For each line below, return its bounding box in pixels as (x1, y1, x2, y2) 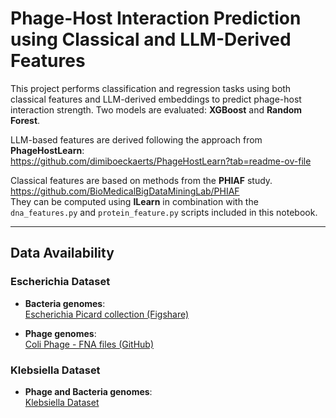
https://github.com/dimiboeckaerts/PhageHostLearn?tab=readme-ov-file (10, 155, 312, 167)
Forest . (10, 114, 41, 126)
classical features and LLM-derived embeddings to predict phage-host (10, 93, 302, 105)
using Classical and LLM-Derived (10, 28, 292, 51)
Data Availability (10, 245, 115, 262)
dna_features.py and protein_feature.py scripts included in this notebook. (10, 206, 318, 218)
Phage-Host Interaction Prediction (10, 7, 302, 30)
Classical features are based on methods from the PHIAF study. (10, 174, 273, 186)
